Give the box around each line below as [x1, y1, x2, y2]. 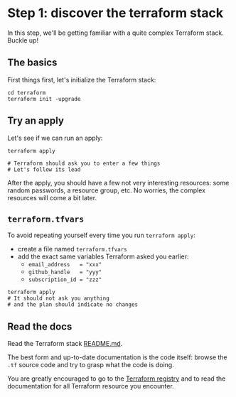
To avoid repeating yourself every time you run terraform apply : [7, 231, 195, 239]
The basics [7, 57, 58, 69]
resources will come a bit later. [7, 193, 97, 202]
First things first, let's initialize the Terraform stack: [7, 75, 156, 84]
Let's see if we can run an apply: [7, 134, 103, 142]
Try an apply [7, 115, 64, 127]
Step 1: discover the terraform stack [7, 5, 224, 21]
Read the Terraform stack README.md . [7, 339, 123, 348]
